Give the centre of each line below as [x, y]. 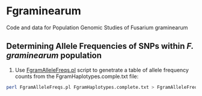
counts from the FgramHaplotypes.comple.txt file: [77, 76]
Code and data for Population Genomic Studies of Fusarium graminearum [97, 27]
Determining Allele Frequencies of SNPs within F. [100, 46]
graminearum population [54, 56]
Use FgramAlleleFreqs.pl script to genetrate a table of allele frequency [102, 70]
